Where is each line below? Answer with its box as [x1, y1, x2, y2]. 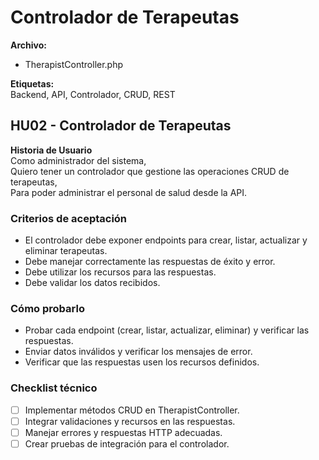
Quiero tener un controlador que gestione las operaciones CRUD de [10, 165, 290, 177]
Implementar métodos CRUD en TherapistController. [24, 404, 240, 416]
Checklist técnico [10, 381, 98, 395]
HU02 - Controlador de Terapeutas [10, 117, 232, 135]
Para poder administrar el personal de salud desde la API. [10, 186, 248, 198]
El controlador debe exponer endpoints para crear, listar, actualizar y [24, 234, 308, 246]
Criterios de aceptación [10, 211, 128, 225]
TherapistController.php [24, 58, 124, 70]
